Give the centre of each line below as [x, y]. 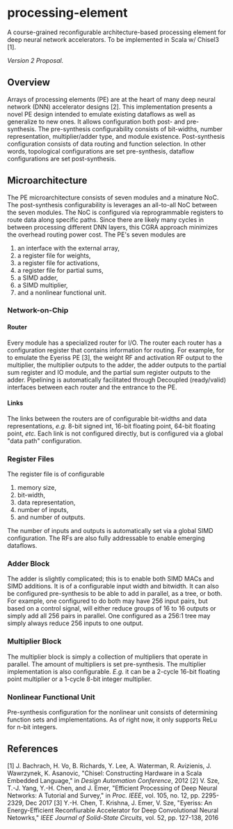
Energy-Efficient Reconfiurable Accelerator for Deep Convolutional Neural [113, 810]
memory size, [37, 488]
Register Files [31, 458]
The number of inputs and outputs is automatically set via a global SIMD [110, 531]
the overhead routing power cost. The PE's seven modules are [97, 234]
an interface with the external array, [69, 248]
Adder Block [29, 564]
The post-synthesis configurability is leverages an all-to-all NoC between [112, 204]
